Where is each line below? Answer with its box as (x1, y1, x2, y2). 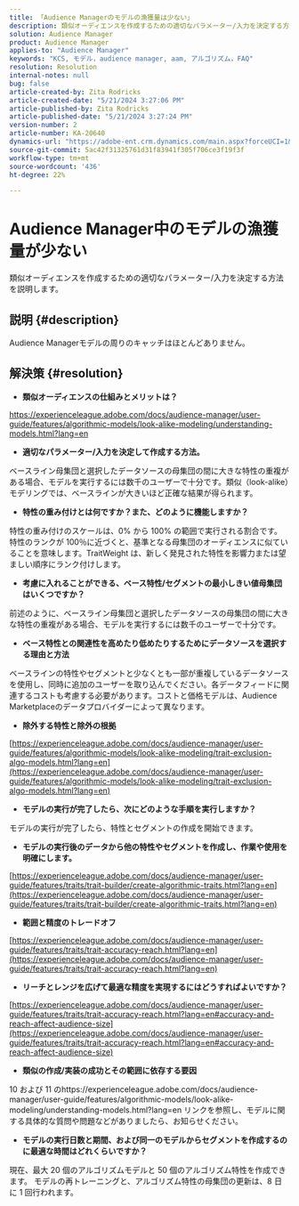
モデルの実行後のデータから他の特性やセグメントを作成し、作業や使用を (21, 841, 287, 852)
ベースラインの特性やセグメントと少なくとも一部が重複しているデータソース (9, 668, 289, 678)
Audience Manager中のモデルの (9, 219, 247, 239)
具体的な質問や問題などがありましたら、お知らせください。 (24, 1115, 243, 1126)
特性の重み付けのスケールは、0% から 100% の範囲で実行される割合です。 (9, 525, 283, 536)
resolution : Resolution (9, 63, 98, 72)
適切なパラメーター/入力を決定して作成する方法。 (21, 446, 205, 457)
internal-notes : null (9, 71, 90, 80)
